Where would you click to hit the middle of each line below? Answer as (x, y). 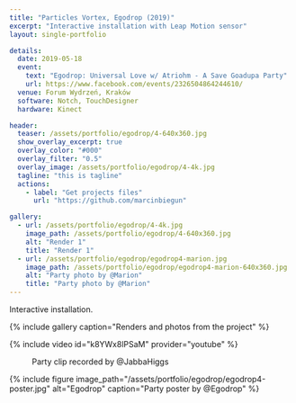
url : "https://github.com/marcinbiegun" (110, 201)
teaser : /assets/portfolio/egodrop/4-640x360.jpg (112, 134)
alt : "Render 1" (56, 242)
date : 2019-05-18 (50, 59)
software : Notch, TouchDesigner (78, 101)
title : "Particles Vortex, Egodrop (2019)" (92, 18)
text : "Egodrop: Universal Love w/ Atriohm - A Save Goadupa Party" (157, 76)
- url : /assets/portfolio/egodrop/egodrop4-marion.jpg (122, 259)
